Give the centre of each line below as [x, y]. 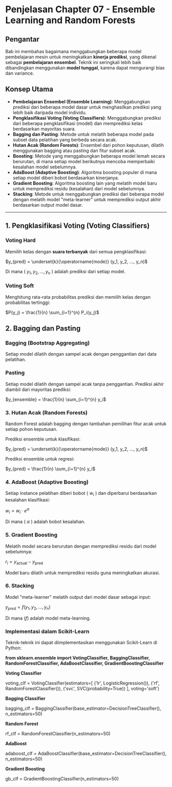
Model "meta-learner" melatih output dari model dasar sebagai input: [78, 597]
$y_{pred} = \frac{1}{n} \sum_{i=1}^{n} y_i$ [50, 469]
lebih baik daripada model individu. [50, 112]
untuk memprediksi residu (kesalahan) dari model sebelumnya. [79, 188]
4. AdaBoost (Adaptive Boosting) [47, 482]
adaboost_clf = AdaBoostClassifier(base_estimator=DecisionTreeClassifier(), [86, 753]
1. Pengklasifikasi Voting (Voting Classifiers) [78, 226]
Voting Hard [20, 241]
